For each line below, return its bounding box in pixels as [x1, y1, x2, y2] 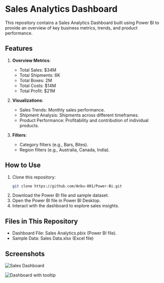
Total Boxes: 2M [19, 77, 52, 83]
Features [5, 44, 33, 53]
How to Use [5, 161, 41, 170]
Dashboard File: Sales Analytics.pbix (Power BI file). [12, 230, 117, 236]
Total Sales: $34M [19, 67, 56, 73]
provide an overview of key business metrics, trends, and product [5, 25, 138, 30]
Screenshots [5, 250, 45, 258]
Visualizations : [12, 97, 44, 103]
